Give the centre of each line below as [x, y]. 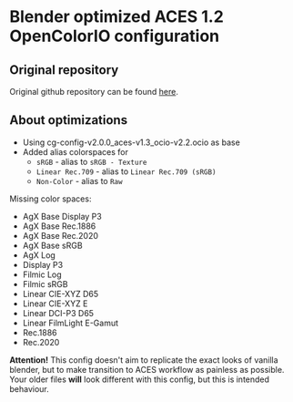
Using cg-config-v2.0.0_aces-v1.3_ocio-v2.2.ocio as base [131, 142]
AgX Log [39, 255]
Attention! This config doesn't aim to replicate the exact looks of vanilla [144, 360]
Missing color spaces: [51, 199]
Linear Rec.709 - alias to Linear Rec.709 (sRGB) [126, 171]
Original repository [64, 70]
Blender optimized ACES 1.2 [117, 17]
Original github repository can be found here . [94, 92]
